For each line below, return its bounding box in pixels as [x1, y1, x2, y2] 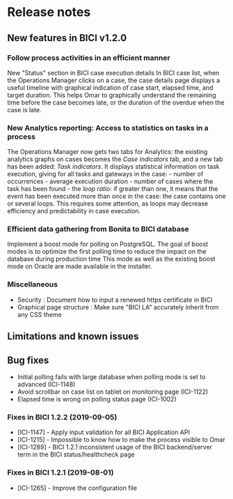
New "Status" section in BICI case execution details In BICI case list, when [7, 68, 220, 77]
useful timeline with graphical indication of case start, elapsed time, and [7, 83, 214, 91]
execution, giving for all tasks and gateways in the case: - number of [7, 170, 204, 178]
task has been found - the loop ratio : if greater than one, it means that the [7, 185, 218, 193]
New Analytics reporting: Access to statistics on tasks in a [7, 123, 209, 132]
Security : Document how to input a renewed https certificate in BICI [17, 295, 213, 304]
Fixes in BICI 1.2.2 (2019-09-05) [7, 412, 118, 422]
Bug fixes [7, 354, 49, 366]
